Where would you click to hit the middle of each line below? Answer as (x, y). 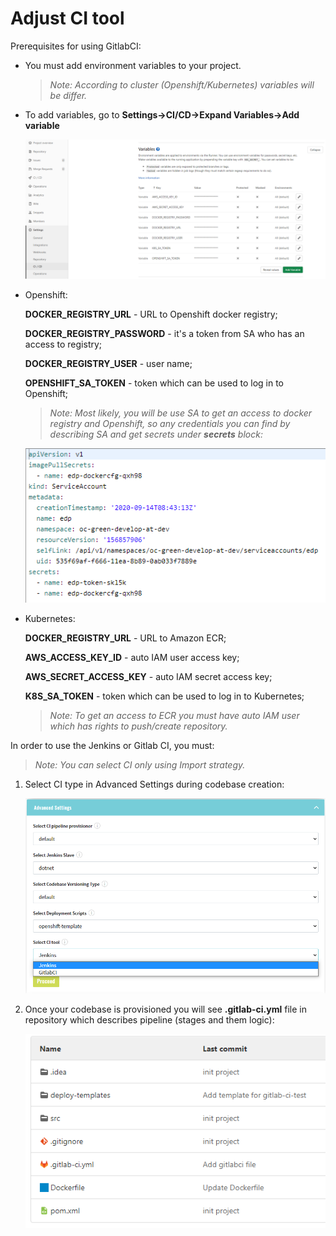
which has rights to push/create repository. (138, 726)
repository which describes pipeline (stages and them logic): (149, 1020)
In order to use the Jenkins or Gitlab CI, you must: (112, 745)
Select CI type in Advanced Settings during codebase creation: (154, 784)
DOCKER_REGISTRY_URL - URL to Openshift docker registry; (151, 314)
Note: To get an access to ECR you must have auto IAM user (174, 715)
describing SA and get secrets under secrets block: (156, 434)
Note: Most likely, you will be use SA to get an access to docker (181, 413)
